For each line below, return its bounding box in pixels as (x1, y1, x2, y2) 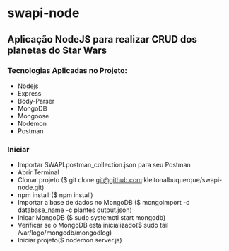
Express (17, 89, 42, 97)
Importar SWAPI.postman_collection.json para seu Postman (17, 161, 191, 169)
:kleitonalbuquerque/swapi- (141, 176, 223, 184)
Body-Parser (17, 96, 55, 105)
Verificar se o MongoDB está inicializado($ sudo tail (17, 221, 169, 230)
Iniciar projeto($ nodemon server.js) (17, 236, 122, 245)
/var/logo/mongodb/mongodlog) (17, 228, 112, 237)
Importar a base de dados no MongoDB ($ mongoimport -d (17, 199, 190, 207)
